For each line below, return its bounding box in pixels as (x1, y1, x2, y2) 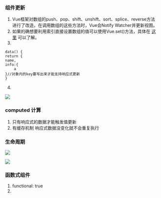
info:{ (5, 62, 19, 67)
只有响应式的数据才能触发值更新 (12, 119, 77, 125)
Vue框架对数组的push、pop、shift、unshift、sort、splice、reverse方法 (12, 16, 155, 22)
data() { (5, 50, 23, 55)
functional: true (12, 183, 43, 189)
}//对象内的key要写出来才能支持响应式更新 (5, 72, 80, 77)
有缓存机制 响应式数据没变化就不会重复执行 (12, 125, 99, 131)
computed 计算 (5, 107, 41, 114)
